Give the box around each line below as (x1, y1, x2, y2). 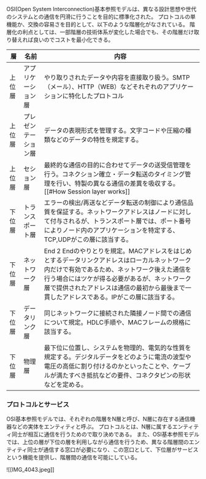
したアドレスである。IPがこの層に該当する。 (50, 293, 179, 301)
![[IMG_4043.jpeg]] (6, 466, 55, 473)
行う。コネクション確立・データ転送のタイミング (44, 170, 185, 178)
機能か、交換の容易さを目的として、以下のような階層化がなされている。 (6, 21, 189, 28)
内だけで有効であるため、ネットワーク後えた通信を (44, 265, 192, 273)
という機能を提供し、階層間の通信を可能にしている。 (6, 454, 141, 461)
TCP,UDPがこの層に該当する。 (44, 235, 132, 244)
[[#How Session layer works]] (44, 187, 131, 195)
